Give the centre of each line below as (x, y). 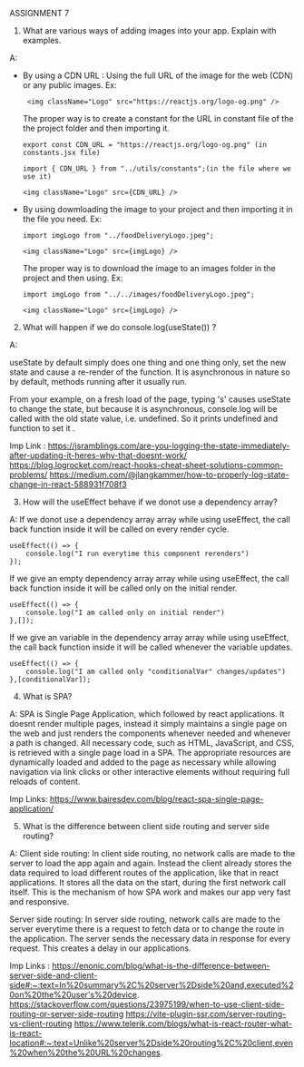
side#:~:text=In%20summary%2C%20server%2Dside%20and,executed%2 (152, 985)
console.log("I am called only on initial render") (125, 612)
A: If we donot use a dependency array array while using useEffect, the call (150, 519)
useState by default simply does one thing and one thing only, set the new (148, 362)
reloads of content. (45, 781)
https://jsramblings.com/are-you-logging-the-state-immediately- (169, 445)
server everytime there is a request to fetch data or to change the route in (147, 929)
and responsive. (39, 901)
